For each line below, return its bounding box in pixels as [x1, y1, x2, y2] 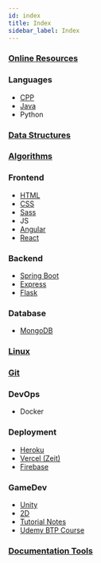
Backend [8, 252, 44, 264]
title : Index [8, 19, 52, 27]
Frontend [8, 172, 45, 184]
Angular [19, 224, 46, 234]
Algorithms [8, 151, 53, 162]
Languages [8, 74, 53, 85]
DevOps [8, 389, 41, 400]
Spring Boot [19, 271, 60, 280]
